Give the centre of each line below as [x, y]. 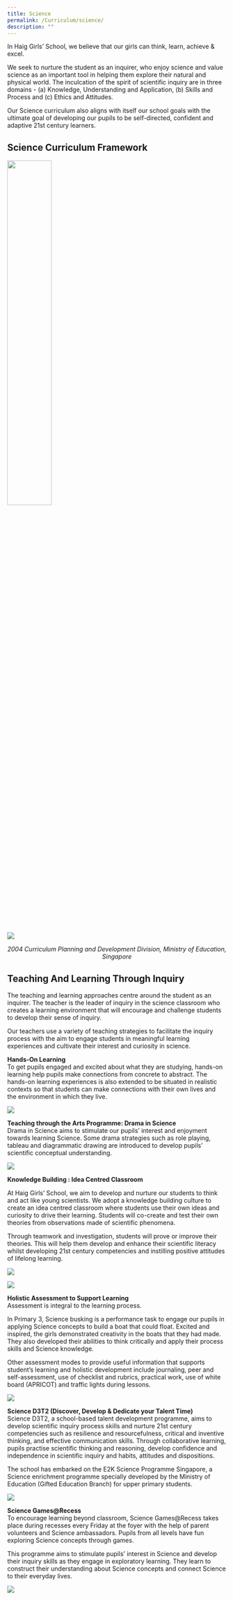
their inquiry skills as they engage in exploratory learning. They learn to [109, 1561]
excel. [16, 54]
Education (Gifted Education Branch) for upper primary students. [100, 1484]
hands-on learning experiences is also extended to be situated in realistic [112, 1082]
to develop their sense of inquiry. [55, 1017]
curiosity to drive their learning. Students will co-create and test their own [113, 1215]
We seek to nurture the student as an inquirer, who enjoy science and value [115, 68]
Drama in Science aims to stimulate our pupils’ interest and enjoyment [107, 1131]
